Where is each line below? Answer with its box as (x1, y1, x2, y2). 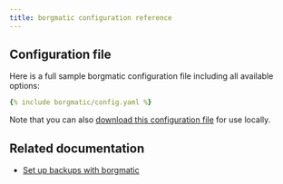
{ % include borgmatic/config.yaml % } (9, 98, 152, 107)
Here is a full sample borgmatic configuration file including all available (9, 71, 274, 82)
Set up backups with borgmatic (22, 165, 141, 176)
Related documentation (9, 140, 145, 156)
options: (9, 81, 41, 92)
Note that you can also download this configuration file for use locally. (9, 114, 271, 125)
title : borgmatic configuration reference (9, 13, 172, 23)
